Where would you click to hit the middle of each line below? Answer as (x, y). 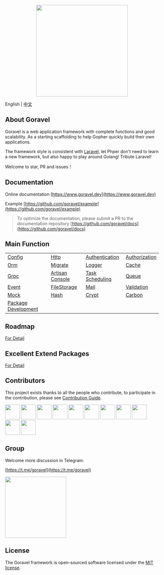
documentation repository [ (44, 223)
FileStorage (64, 287)
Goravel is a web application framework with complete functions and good (80, 132)
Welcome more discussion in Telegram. (45, 460)
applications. (18, 142)
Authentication (102, 257)
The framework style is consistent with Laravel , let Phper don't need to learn (82, 151)
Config (15, 257)
